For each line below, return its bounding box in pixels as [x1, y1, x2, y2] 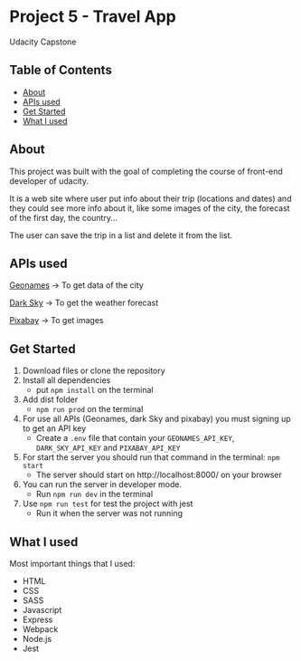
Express [22, 614, 53, 625]
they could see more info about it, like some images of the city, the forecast [9, 202, 291, 214]
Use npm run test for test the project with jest [22, 498, 193, 509]
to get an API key [22, 423, 87, 434]
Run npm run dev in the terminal [35, 489, 154, 500]
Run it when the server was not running [35, 508, 183, 519]
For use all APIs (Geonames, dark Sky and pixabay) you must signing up [22, 414, 291, 425]
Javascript [22, 605, 62, 615]
